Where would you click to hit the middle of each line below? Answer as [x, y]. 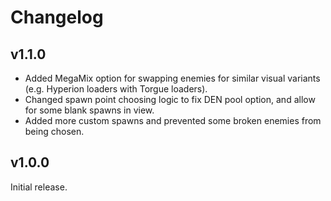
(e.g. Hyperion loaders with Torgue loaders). [116, 89]
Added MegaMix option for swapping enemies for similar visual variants [172, 78]
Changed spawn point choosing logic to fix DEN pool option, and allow [170, 99]
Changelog [57, 17]
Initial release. [39, 187]
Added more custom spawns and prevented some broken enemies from [173, 120]
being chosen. [54, 131]
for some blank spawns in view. [89, 110]
